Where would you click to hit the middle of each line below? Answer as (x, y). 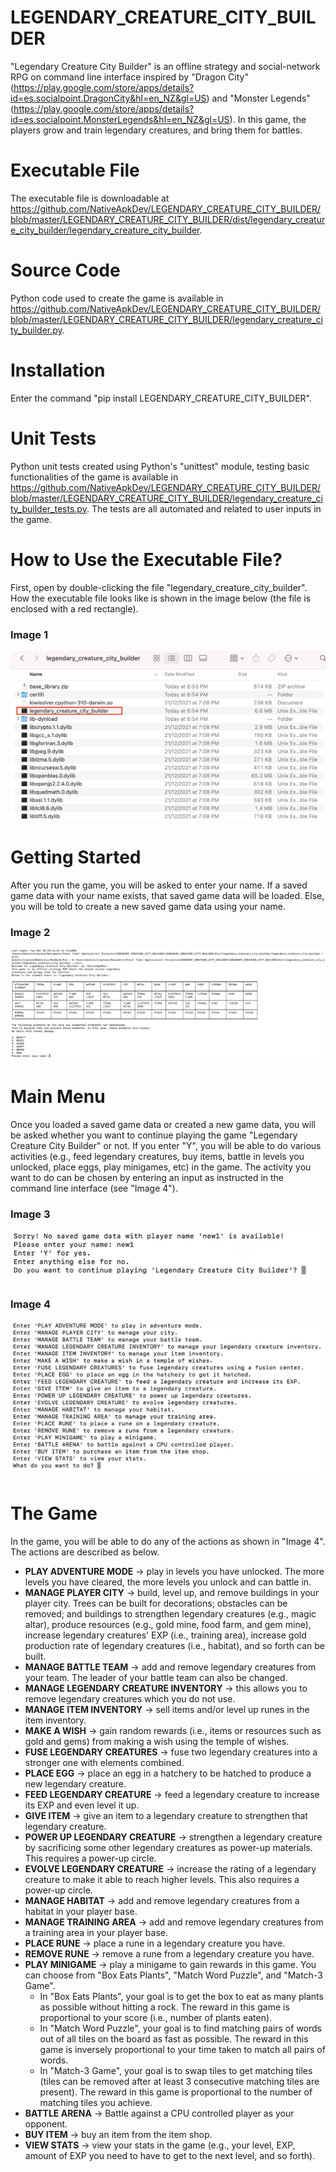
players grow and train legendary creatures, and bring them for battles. (156, 130)
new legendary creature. (75, 1784)
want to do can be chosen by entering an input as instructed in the (147, 1177)
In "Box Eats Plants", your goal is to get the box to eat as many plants (181, 1997)
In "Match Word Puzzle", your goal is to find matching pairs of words (180, 2028)
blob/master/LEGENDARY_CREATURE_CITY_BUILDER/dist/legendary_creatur (168, 219)
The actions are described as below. (85, 1552)
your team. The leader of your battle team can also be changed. (156, 1678)
